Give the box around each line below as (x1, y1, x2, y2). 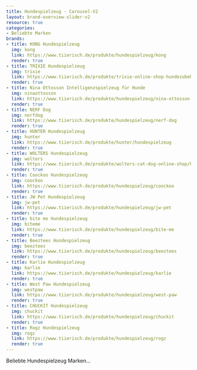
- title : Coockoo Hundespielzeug (6, 172, 88, 178)
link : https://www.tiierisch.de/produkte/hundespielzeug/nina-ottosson (11, 96, 191, 101)
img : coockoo (11, 178, 43, 184)
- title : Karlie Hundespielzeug (6, 259, 85, 266)
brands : (6, 36, 25, 42)
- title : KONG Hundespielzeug (6, 42, 80, 47)
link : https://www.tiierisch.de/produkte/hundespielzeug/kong (11, 52, 167, 58)
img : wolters (11, 156, 43, 162)
